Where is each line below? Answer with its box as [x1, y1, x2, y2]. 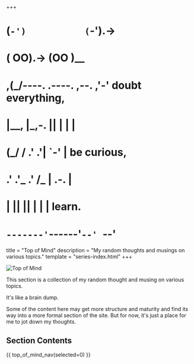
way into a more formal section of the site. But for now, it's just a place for [6, 312, 187, 319]
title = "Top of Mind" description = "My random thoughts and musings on [6, 247, 185, 254]
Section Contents [6, 335, 72, 346]
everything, [6, 91, 65, 105]
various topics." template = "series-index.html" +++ [6, 253, 132, 261]
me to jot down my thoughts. [6, 318, 76, 325]
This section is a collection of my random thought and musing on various [6, 276, 185, 283]
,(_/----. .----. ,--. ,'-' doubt [6, 79, 142, 92]
